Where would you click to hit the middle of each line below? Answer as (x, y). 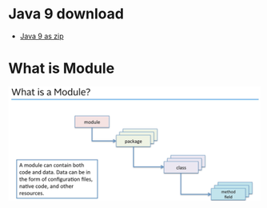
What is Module (62, 68)
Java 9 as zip (42, 36)
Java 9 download (66, 14)
